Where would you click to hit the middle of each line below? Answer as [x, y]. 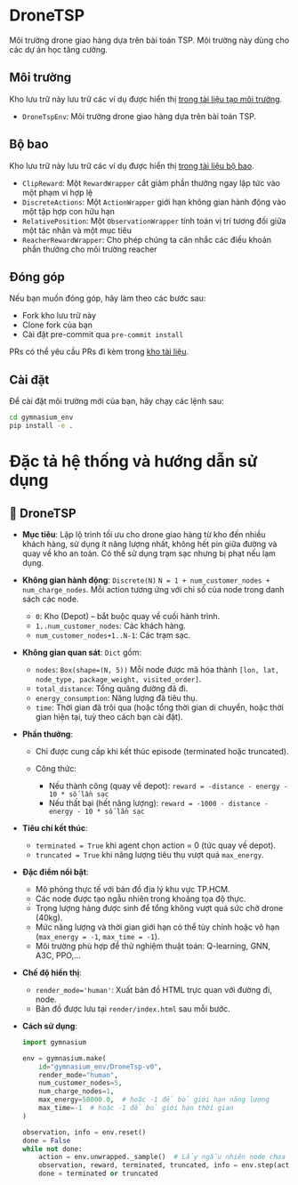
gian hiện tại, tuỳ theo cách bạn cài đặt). [109, 716]
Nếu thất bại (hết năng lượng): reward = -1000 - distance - [158, 802]
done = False [46, 1141]
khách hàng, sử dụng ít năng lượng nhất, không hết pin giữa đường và [149, 544]
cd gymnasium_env [41, 418]
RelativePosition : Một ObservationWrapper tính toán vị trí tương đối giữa [154, 221]
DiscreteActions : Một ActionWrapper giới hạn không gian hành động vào [154, 202]
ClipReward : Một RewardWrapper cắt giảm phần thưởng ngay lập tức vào [151, 182]
